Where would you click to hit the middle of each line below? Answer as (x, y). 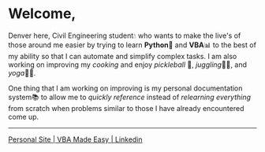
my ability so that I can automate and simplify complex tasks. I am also (123, 56)
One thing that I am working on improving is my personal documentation (125, 88)
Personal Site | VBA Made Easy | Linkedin (76, 139)
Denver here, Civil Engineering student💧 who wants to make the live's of (125, 35)
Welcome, (42, 14)
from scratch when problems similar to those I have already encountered (126, 108)
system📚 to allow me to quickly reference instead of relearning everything (129, 97)
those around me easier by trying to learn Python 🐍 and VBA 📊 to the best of (132, 45)
